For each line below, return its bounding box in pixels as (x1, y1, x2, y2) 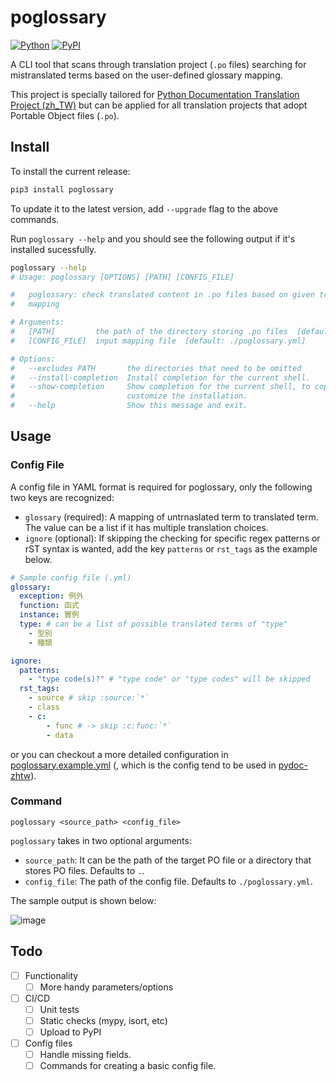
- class (28, 702, 60, 713)
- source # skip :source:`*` (28, 693, 150, 703)
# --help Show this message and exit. (10, 401, 248, 411)
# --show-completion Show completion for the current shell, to (10, 382, 311, 392)
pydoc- (278, 759, 308, 771)
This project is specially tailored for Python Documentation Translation (10, 88, 300, 100)
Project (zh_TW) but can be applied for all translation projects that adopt (10, 99, 308, 111)
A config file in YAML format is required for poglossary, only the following (10, 481, 313, 493)
